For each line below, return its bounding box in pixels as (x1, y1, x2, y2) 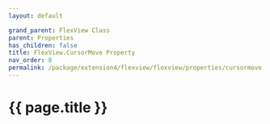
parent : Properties (8, 34, 74, 42)
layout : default (8, 11, 63, 20)
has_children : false (8, 41, 78, 49)
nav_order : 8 (8, 56, 53, 64)
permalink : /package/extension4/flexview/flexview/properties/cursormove (8, 64, 263, 72)
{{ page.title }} (8, 98, 108, 117)
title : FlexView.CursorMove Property (8, 49, 136, 57)
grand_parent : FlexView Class (8, 26, 111, 35)
